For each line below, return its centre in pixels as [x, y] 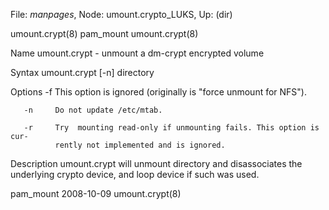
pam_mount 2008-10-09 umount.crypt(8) [96, 193]
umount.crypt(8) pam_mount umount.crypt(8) [104, 33]
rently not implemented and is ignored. [140, 145]
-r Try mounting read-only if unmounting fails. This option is [171, 128]
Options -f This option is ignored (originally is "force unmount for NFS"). [158, 92]
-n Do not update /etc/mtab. [93, 110]
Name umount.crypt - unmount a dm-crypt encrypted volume [137, 53]
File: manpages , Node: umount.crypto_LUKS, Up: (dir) [121, 14]
